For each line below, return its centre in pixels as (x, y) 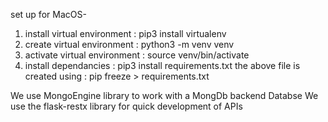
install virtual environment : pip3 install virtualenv (125, 33)
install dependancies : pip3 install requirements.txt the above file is (162, 65)
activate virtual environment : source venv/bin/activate (137, 55)
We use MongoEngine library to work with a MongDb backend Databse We (164, 95)
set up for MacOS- (48, 14)
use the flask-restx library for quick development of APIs (126, 106)
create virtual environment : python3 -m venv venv (129, 44)
